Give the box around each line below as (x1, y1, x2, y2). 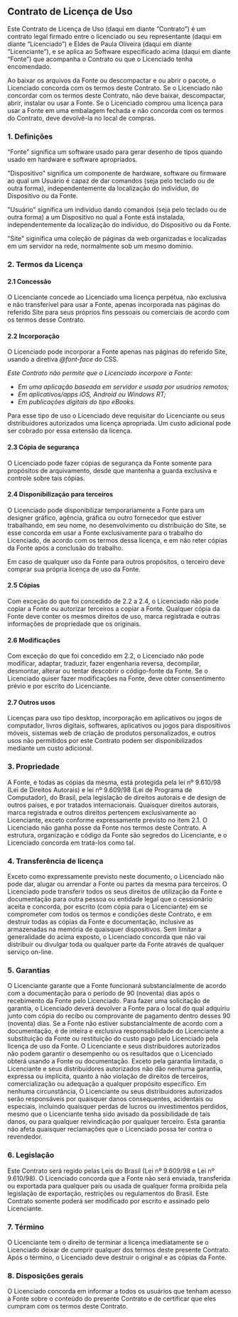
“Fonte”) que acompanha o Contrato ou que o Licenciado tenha (7, 55, 193, 63)
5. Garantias (7, 965, 50, 975)
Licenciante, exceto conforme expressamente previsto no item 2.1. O (7, 815, 208, 824)
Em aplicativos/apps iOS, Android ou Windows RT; (17, 390, 166, 399)
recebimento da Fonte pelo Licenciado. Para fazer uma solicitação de (7, 997, 210, 1005)
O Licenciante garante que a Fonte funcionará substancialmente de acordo (7, 982, 227, 990)
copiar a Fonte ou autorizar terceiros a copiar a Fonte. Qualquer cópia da (7, 605, 220, 613)
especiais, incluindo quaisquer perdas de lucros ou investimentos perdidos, (7, 1102, 229, 1111)
